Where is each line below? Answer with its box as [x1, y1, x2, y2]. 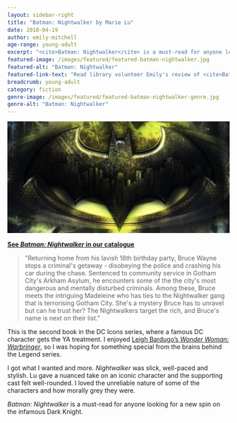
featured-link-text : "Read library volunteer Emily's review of [7, 71, 200, 78]
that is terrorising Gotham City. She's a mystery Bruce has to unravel [24, 299, 224, 307]
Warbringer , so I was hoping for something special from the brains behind [7, 342, 222, 351]
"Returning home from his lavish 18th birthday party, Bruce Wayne [24, 254, 217, 262]
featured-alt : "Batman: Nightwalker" [7, 64, 119, 71]
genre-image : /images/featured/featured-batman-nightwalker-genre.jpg [7, 93, 219, 100]
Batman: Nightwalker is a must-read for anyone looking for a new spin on [7, 400, 221, 408]
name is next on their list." [24, 314, 100, 322]
